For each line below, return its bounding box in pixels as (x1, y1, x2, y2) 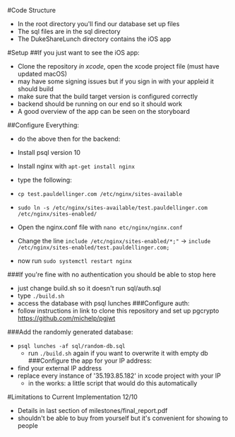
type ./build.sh (17, 291, 65, 300)
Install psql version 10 (17, 148, 81, 156)
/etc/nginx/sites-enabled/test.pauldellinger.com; (17, 244, 170, 251)
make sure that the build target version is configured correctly (17, 92, 198, 100)
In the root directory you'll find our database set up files (17, 20, 180, 28)
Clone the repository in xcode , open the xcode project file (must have (17, 62, 220, 70)
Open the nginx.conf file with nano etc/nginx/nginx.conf (17, 223, 183, 231)
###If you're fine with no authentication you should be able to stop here (7, 270, 217, 279)
